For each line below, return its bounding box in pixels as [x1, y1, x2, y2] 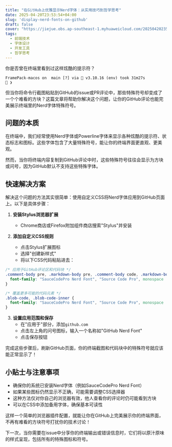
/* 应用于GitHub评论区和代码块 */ [5, 267, 71, 272]
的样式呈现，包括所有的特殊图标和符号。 [5, 436, 91, 442]
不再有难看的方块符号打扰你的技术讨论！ [5, 418, 91, 425]
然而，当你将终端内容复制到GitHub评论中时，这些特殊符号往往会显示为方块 [5, 157, 164, 163]
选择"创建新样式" [20, 250, 56, 257]
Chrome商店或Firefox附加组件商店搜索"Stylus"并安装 [20, 222, 132, 228]
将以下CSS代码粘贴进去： [20, 257, 75, 263]
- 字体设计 [10, 41, 30, 46]
